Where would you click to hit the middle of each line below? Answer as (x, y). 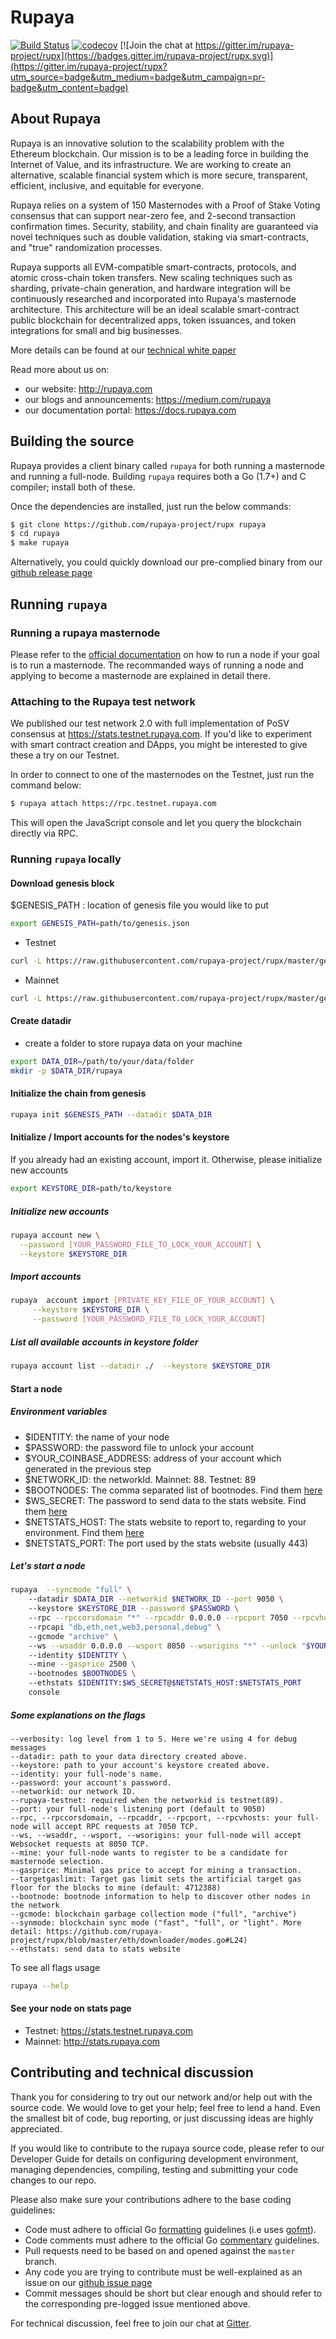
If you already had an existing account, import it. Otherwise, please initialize (166, 1160)
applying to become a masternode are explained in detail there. (140, 675)
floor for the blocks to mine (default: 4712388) (116, 1887)
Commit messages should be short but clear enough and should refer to (173, 2293)
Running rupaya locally (66, 859)
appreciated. (36, 2128)
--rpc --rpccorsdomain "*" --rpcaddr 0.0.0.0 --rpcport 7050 (158, 1618)
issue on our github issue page (88, 2282)
